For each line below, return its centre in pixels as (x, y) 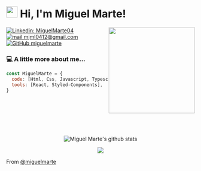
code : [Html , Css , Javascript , (51, 80)
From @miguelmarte (31, 161)
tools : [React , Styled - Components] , (57, 85)
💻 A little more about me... (46, 59)
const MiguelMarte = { (34, 74)
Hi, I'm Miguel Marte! (73, 14)
